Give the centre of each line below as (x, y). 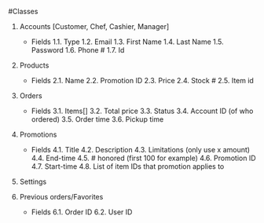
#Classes (23, 11)
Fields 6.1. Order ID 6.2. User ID (82, 212)
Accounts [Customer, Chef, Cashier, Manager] (94, 26)
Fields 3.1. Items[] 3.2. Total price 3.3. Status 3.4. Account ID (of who (142, 111)
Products (34, 65)
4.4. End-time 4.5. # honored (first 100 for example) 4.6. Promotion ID (143, 158)
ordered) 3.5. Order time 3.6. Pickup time (97, 119)
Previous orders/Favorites (61, 197)
